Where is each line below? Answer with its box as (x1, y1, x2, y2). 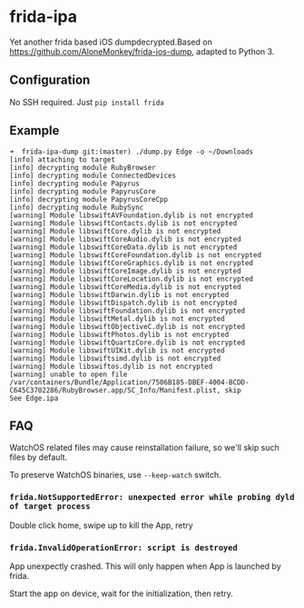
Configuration (9, 73, 91, 88)
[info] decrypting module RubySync (9, 203, 144, 212)
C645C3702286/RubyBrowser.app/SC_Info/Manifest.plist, (9, 385, 221, 394)
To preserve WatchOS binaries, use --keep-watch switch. (9, 470, 222, 481)
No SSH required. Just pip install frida (9, 96, 165, 107)
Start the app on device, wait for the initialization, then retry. (9, 588, 234, 599)
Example (9, 123, 60, 138)
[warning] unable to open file (9, 370, 128, 379)
